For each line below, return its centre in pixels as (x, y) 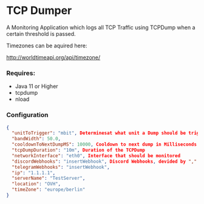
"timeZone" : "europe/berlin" (49, 190)
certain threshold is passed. (41, 33)
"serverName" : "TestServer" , (49, 178)
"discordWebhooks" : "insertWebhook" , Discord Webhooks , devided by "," (104, 161)
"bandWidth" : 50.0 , (36, 139)
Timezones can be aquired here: (47, 46)
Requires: (21, 73)
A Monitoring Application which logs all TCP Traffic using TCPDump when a (101, 27)
